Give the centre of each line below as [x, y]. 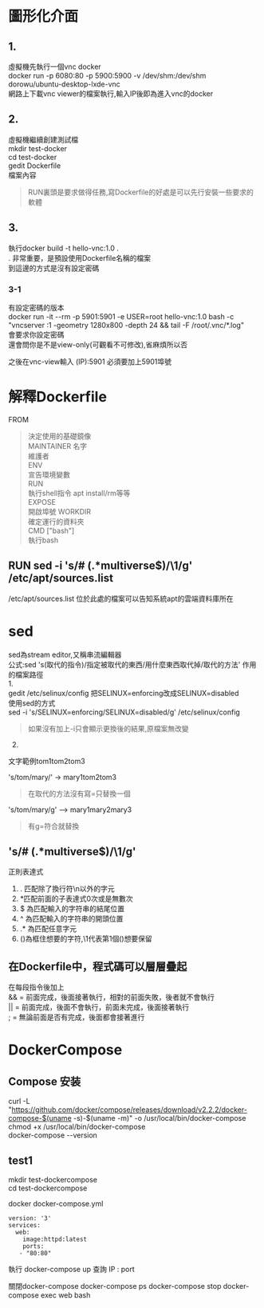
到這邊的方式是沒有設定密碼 [54, 268]
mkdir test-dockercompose [53, 1180]
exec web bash [66, 1295]
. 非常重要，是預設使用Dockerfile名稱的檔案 [80, 258]
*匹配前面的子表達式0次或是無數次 [76, 899]
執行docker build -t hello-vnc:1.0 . [64, 248]
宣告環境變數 [49, 474]
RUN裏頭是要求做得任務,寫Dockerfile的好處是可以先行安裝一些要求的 [140, 192]
